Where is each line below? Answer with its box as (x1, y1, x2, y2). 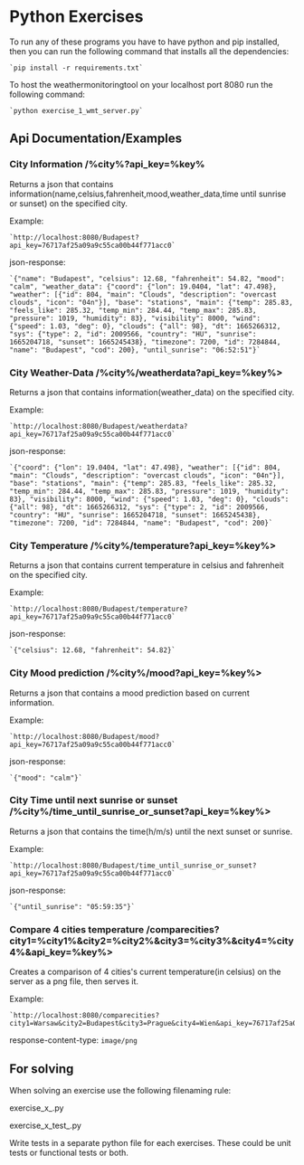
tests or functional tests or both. (9, 1147, 129, 1158)
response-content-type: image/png (9, 1035, 138, 1046)
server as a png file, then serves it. (9, 976, 138, 987)
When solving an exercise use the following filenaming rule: (9, 1084, 232, 1095)
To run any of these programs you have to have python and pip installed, (9, 36, 280, 47)
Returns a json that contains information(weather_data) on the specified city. (9, 386, 295, 397)
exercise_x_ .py (9, 1102, 64, 1113)
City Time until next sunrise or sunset (9, 794, 178, 807)
